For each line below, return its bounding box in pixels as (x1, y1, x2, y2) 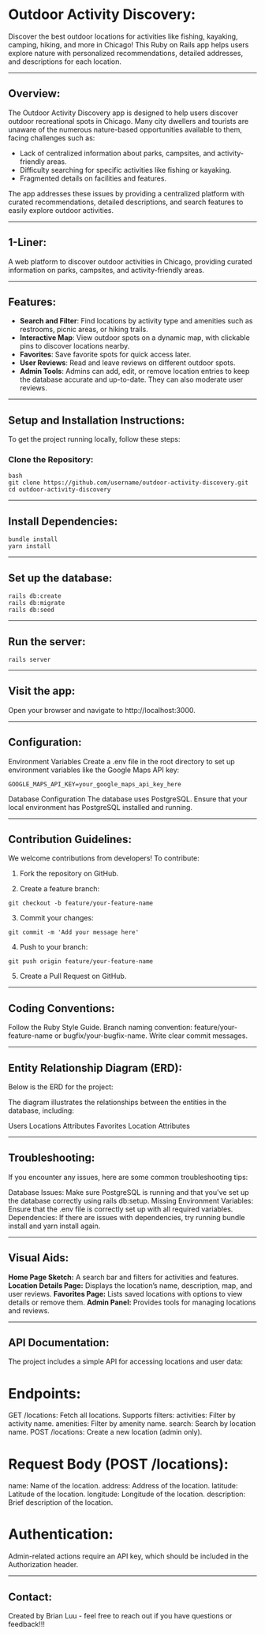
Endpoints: (8, 1384, 81, 1402)
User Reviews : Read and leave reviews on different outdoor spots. (19, 358, 236, 368)
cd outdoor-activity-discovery (8, 486, 111, 494)
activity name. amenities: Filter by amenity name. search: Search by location (8, 1419, 256, 1428)
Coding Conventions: (8, 1002, 115, 1015)
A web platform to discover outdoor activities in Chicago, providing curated (8, 256, 252, 266)
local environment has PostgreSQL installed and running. (8, 802, 193, 812)
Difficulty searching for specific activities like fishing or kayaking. (19, 165, 232, 174)
